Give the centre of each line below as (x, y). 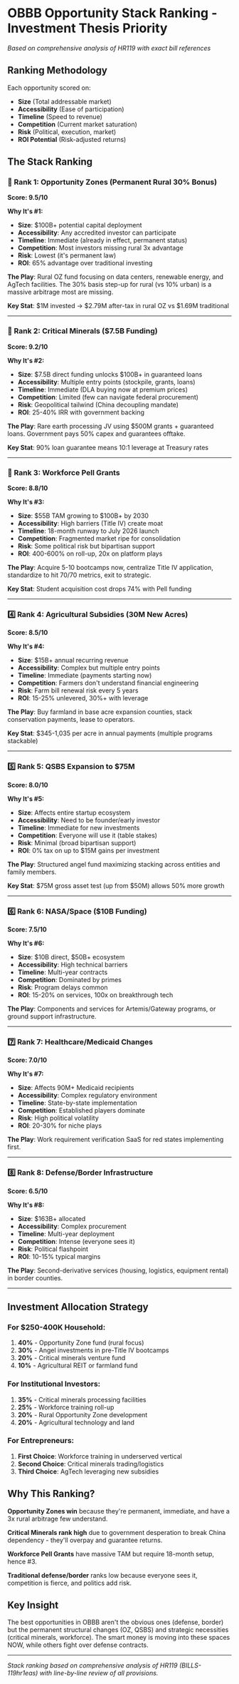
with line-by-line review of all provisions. (99, 1673)
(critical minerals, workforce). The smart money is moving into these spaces (119, 1638)
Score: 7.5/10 (27, 929)
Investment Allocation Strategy (78, 1307)
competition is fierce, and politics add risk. (70, 1583)
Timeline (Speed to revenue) (60, 116)
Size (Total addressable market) (64, 101)
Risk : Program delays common (63, 987)
